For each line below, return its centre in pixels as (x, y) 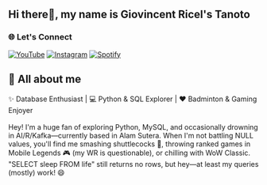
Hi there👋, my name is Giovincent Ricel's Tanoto (129, 15)
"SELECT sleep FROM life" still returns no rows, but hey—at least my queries (133, 164)
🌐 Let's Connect (41, 37)
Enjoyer (21, 110)
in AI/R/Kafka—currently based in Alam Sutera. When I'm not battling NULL (131, 135)
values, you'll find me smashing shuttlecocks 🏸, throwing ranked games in (130, 144)
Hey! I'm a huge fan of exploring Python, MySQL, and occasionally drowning (133, 126)
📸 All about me (45, 79)
